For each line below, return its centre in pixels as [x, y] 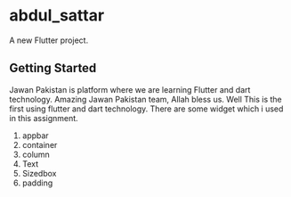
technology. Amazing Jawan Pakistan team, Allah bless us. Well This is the [145, 99]
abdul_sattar [57, 16]
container [40, 144]
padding [37, 183]
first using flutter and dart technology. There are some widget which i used [146, 109]
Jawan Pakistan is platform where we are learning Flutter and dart [130, 89]
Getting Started [53, 68]
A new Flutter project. [49, 40]
